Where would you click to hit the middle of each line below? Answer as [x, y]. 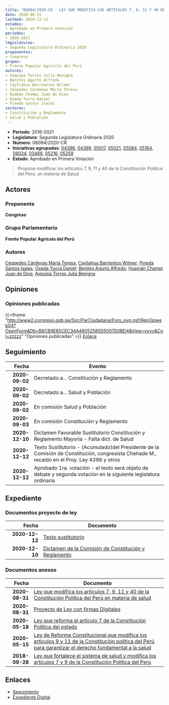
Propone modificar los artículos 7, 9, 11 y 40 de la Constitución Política [90, 168]
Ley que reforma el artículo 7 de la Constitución [90, 620]
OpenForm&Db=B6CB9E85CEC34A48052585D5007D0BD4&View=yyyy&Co [84, 331]
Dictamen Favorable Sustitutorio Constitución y [90, 433]
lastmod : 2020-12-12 [27, 19]
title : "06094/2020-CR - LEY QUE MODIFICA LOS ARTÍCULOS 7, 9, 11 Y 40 [82, 10]
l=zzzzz [13, 336]
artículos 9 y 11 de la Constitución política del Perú [94, 641]
